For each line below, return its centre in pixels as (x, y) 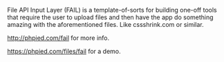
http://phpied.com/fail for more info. (58, 38)
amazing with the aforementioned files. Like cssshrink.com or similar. (105, 24)
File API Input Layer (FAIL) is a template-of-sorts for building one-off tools (112, 10)
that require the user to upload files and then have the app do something (110, 17)
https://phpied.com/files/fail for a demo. (64, 51)
